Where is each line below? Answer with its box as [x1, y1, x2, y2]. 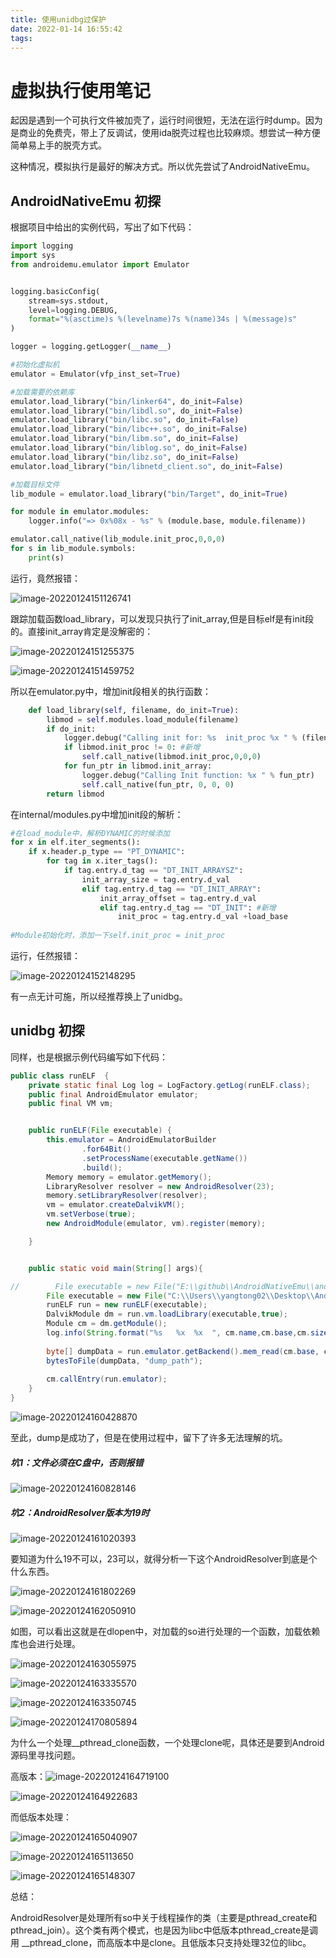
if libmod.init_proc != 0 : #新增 [63, 742, 201, 753]
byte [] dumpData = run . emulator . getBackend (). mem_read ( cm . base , [46, 1346, 320, 1356]
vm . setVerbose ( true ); [46, 1209, 137, 1220]
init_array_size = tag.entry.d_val [81, 874, 230, 885]
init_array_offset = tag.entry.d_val [99, 893, 257, 903]
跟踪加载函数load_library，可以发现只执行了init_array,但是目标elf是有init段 [10, 612, 315, 625]
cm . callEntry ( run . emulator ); [46, 1374, 168, 1385]
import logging [10, 241, 74, 251]
